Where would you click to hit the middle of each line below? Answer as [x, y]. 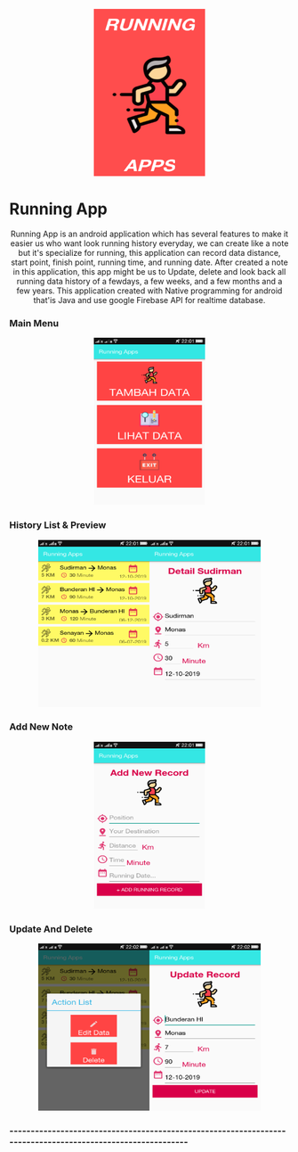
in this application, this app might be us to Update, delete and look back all [149, 271]
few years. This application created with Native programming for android [149, 291]
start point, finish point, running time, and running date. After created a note [149, 262]
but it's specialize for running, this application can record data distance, [149, 252]
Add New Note [41, 727]
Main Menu [34, 323]
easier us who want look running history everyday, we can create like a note [149, 243]
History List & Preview [58, 525]
